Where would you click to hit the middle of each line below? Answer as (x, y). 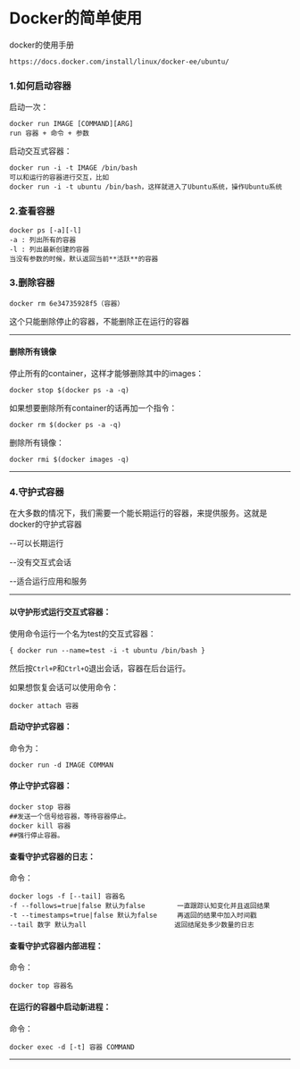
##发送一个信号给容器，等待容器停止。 (70, 816)
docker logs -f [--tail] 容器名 (67, 896)
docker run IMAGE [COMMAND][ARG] (71, 124)
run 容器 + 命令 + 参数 (49, 134)
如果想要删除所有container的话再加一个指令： (93, 408)
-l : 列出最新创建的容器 (49, 249)
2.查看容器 (32, 211)
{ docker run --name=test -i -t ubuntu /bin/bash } (107, 650)
